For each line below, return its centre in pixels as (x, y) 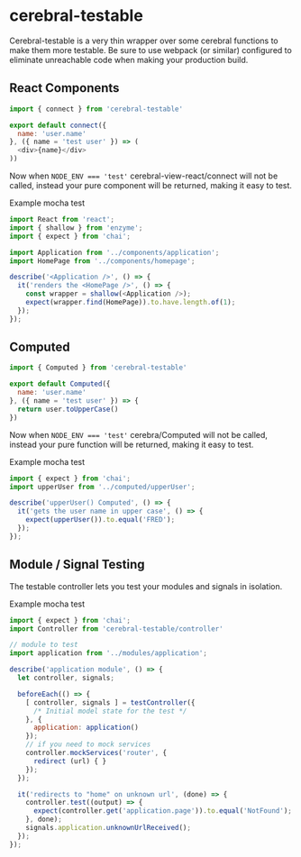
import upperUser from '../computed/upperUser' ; (102, 487)
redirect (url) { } (69, 761)
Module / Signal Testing (78, 565)
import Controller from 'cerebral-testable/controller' (116, 629)
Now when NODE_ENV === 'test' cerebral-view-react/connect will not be (144, 176)
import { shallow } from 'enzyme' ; (76, 228)
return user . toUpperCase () (68, 409)
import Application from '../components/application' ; (114, 252)
